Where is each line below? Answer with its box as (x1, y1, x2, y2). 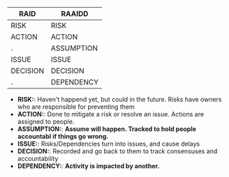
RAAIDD (61, 9, 89, 18)
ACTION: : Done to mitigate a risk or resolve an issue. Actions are (17, 110, 205, 118)
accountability (17, 155, 59, 162)
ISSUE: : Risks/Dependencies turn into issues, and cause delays (17, 139, 200, 148)
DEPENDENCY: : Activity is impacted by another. (17, 162, 160, 170)
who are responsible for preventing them (17, 102, 135, 111)
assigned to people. (17, 118, 75, 125)
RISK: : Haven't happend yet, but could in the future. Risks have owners (17, 95, 222, 103)
